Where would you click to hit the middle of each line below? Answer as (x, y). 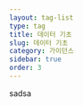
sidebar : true (36, 59)
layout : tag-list (41, 18)
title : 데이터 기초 (41, 34)
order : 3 (25, 68)
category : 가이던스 (41, 51)
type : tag (28, 26)
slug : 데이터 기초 (39, 43)
